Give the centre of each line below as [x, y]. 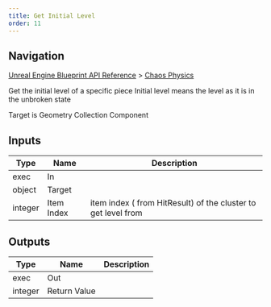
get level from [116, 213]
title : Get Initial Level [52, 16]
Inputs [25, 141]
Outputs [29, 241]
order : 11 [25, 23]
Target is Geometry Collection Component [79, 115]
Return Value [71, 291]
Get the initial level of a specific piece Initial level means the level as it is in [131, 91]
